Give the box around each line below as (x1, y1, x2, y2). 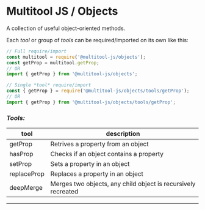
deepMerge (9, 184, 43, 192)
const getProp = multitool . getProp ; (6, 59, 99, 66)
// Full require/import (6, 48, 67, 54)
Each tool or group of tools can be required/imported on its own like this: (6, 36, 189, 43)
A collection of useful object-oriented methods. (6, 24, 126, 32)
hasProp (9, 150, 34, 159)
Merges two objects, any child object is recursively (50, 179, 196, 188)
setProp (9, 160, 32, 168)
